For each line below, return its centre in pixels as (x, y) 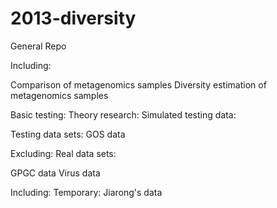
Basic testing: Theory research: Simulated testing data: (123, 114)
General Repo (38, 46)
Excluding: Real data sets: (63, 153)
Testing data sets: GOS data (68, 134)
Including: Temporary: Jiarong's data (86, 192)
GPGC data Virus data (55, 173)
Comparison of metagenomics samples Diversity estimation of (138, 84)
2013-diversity (73, 18)
